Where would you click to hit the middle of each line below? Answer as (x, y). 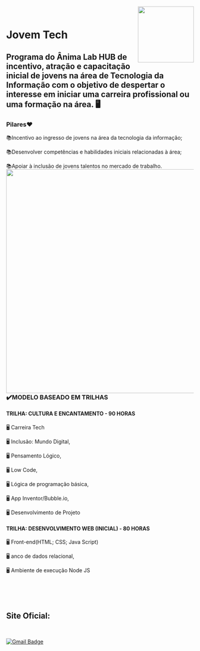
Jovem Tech (37, 35)
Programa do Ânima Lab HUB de (67, 57)
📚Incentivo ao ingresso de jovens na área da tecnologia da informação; (94, 137)
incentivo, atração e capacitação (68, 66)
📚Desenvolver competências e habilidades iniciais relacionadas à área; (94, 152)
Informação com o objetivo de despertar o (86, 85)
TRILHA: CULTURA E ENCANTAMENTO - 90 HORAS (71, 414)
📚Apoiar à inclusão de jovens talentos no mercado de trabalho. (84, 166)
